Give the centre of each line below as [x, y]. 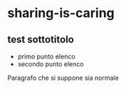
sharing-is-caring [61, 13]
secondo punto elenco [51, 64]
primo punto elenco [47, 56]
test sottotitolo [41, 40]
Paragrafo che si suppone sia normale [63, 78]
